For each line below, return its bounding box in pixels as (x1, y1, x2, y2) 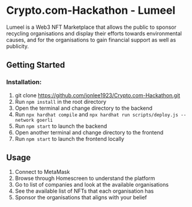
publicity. (6, 43, 29, 50)
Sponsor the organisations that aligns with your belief (14, 194, 147, 201)
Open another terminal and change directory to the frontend (14, 128, 164, 136)
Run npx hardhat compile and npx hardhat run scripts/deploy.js (14, 110, 179, 118)
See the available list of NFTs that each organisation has (14, 187, 154, 195)
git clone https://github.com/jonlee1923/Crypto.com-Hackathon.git (14, 91, 181, 99)
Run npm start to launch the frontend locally (14, 135, 125, 142)
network (14, 117, 34, 123)
